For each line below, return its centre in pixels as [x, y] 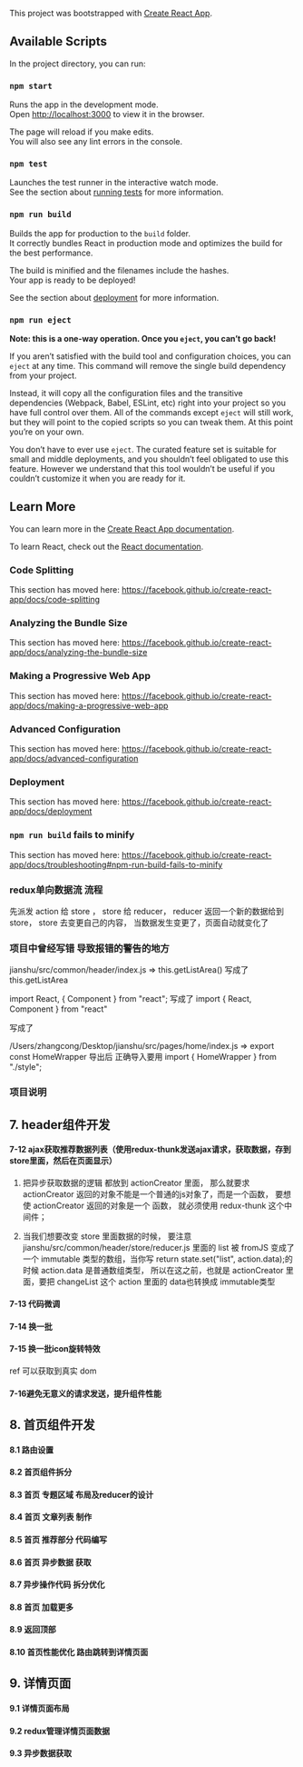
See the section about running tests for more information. [117, 192]
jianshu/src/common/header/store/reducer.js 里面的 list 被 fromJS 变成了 [158, 1247]
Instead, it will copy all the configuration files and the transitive [126, 393]
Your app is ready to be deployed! [73, 280]
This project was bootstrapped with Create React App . [111, 13]
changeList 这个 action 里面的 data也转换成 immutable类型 [166, 1282]
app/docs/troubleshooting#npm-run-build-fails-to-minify [116, 864]
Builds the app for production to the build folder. [100, 233]
